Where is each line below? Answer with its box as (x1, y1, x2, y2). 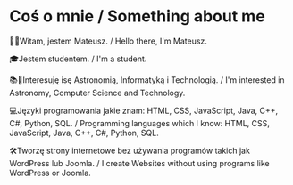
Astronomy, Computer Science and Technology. (9, 87, 186, 98)
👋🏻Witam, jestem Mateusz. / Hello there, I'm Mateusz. (9, 36, 208, 46)
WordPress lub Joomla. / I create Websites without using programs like (9, 157, 270, 168)
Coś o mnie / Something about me (9, 6, 265, 27)
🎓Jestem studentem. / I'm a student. (9, 53, 147, 64)
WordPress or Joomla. (9, 167, 91, 178)
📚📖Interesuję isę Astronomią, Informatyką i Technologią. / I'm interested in (9, 74, 285, 85)
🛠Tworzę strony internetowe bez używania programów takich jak (9, 145, 250, 156)
